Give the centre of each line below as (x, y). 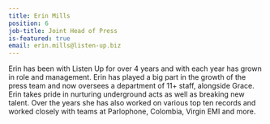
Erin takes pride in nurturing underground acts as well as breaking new (126, 94)
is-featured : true (39, 38)
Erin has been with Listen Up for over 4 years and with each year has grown (135, 68)
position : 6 (28, 23)
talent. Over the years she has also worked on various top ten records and (132, 103)
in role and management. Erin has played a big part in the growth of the (127, 77)
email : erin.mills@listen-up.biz (65, 46)
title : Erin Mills (39, 16)
